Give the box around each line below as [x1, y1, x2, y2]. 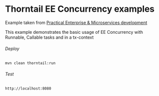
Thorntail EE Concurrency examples [5, 3, 155, 15]
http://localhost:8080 [5, 86, 51, 91]
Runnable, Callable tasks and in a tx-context [5, 34, 94, 40]
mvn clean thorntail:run [5, 61, 56, 66]
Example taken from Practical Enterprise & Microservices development [5, 20, 148, 25]
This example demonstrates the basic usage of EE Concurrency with [5, 29, 143, 35]
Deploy [5, 46, 20, 51]
